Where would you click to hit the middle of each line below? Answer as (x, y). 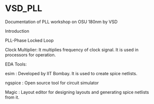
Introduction (17, 31)
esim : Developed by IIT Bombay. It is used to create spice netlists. (71, 73)
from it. (12, 97)
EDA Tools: (16, 64)
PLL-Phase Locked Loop (30, 40)
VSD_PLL (24, 8)
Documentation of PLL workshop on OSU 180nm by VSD (61, 22)
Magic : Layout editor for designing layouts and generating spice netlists (77, 92)
